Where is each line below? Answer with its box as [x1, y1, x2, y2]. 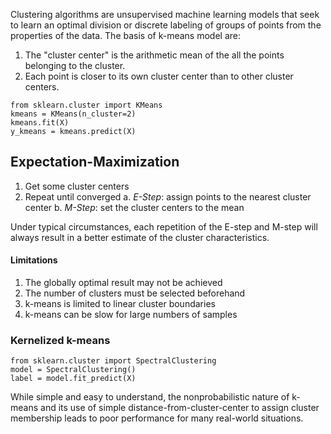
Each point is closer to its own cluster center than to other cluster [24, 70, 294, 82]
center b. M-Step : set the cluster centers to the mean [24, 201, 245, 213]
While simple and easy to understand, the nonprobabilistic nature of [10, 391, 290, 403]
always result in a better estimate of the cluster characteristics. [10, 231, 270, 243]
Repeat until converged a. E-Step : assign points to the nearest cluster [24, 190, 312, 203]
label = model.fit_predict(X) [10, 374, 137, 384]
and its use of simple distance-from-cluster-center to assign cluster [40, 402, 320, 414]
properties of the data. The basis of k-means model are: [10, 30, 242, 41]
